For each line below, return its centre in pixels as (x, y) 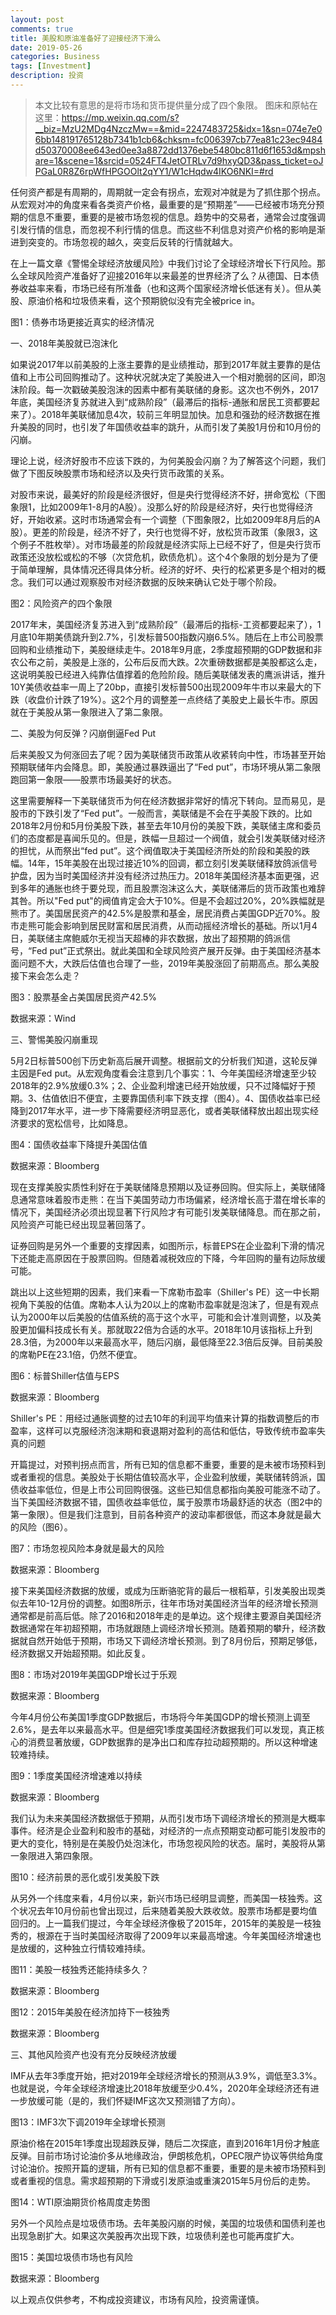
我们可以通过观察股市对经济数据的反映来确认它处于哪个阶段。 (154, 582)
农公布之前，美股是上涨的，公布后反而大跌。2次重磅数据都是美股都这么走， (166, 662)
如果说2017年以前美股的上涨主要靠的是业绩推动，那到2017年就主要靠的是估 (165, 364)
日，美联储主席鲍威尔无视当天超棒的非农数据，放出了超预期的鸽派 (146, 938)
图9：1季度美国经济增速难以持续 (76, 1775)
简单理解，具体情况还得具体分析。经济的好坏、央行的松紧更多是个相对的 (167, 569)
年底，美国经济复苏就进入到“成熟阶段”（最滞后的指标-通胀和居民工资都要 (161, 402)
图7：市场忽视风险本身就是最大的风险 (87, 1548)
